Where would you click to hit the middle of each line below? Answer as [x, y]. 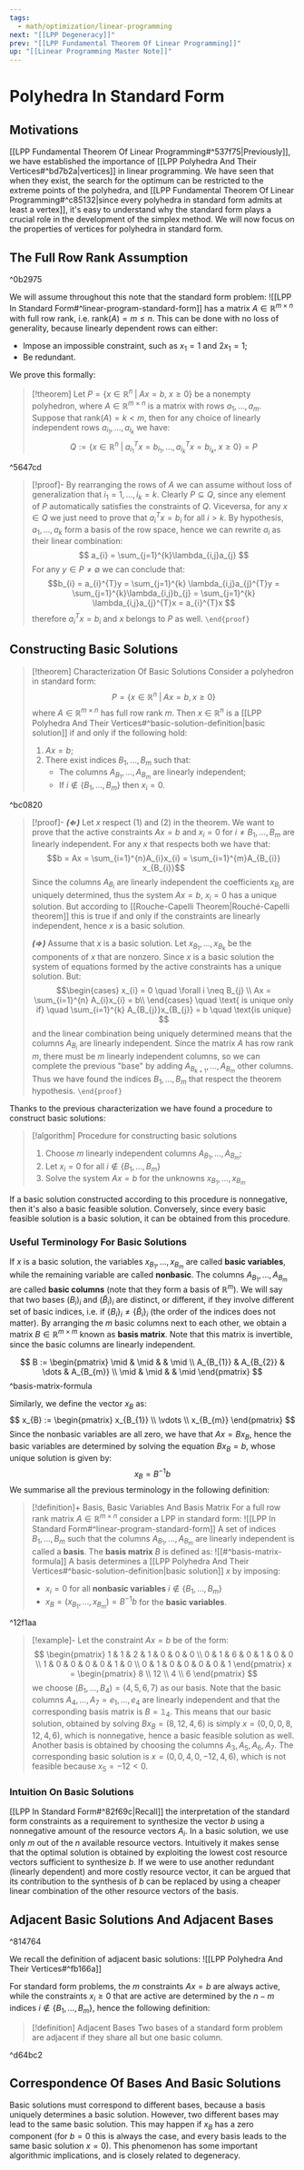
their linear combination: [77, 541]
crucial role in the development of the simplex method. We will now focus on [152, 220]
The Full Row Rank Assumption [99, 257]
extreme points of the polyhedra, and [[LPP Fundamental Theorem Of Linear [152, 191]
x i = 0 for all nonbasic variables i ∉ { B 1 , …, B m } [133, 1589]
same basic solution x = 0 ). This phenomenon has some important [134, 2146]
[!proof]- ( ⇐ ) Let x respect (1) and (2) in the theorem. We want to [153, 822]
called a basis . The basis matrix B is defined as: [122, 1551]
